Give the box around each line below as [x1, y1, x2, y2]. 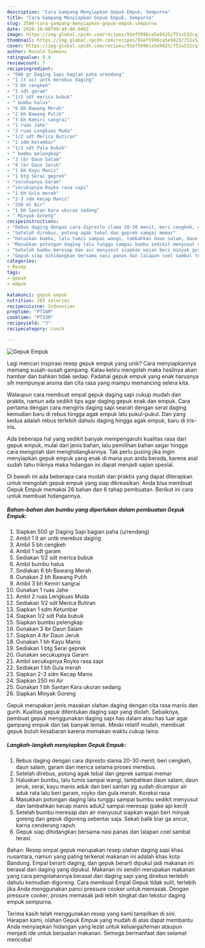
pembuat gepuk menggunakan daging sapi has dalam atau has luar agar [7, 714, 188, 722]
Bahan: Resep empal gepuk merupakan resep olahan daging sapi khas [7, 846, 184, 854]
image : [7, 32, 24, 38]
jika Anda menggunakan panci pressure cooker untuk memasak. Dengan [7, 885, 189, 893]
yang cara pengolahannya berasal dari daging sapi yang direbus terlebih [7, 872, 189, 879]
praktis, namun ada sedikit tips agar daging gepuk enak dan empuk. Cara [7, 397, 190, 405]
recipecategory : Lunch [7, 326, 64, 332]
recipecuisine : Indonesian [7, 303, 75, 310]
